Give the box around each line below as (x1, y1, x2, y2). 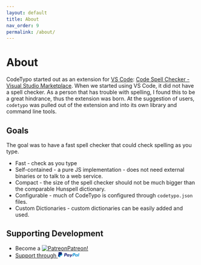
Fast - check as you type (15, 160, 77, 166)
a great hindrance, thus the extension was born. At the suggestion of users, (6, 95, 195, 102)
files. (15, 198, 28, 205)
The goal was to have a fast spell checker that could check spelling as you (6, 142, 192, 148)
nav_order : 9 (6, 22, 39, 28)
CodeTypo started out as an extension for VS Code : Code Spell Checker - (6, 76, 190, 83)
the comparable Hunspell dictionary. (15, 185, 106, 192)
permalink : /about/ (6, 29, 56, 35)
